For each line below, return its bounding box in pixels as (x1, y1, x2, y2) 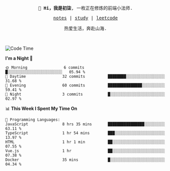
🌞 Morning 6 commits (5, 65, 85, 70)
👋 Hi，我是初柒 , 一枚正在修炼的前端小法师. (38, 5, 133, 11)
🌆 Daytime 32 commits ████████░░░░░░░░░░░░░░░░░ (5, 74, 165, 79)
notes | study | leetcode (53, 15, 118, 21)
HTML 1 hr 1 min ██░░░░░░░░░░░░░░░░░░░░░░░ (5, 139, 165, 145)
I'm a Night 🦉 (5, 55, 33, 61)
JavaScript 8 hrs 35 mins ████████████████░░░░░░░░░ (5, 122, 165, 127)
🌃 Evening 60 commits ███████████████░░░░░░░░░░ (5, 83, 165, 88)
